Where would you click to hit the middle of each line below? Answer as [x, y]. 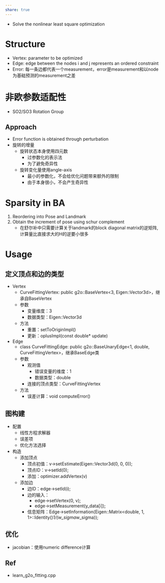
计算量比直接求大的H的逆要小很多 [54, 234]
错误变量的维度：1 [53, 371]
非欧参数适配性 [36, 97]
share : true [17, 10]
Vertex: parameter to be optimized [47, 58]
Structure [25, 44]
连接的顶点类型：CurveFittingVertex [64, 384]
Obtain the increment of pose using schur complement [68, 222]
